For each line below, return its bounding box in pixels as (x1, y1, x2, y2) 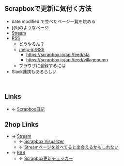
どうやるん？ (18, 41, 45, 47)
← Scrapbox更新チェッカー (18, 155, 73, 162)
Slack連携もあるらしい (11, 69, 57, 74)
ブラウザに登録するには (18, 62, 66, 68)
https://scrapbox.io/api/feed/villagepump (26, 56, 108, 62)
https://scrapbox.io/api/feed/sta (26, 52, 90, 57)
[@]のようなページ (11, 24, 49, 30)
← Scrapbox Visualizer (18, 138, 64, 145)
